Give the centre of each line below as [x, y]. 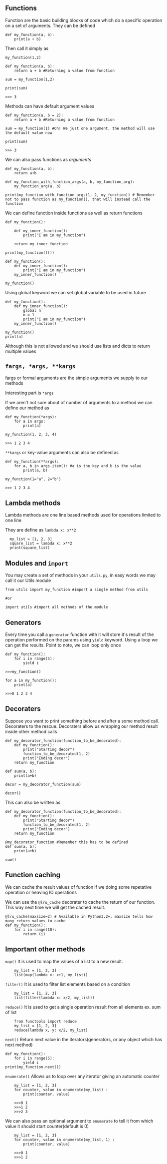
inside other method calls [31, 731]
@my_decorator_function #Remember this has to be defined [67, 842]
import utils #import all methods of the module [57, 607]
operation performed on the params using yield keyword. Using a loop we [82, 640]
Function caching [33, 875]
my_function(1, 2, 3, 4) [31, 434]
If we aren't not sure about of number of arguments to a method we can [79, 402]
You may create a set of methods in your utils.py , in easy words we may [81, 575]
